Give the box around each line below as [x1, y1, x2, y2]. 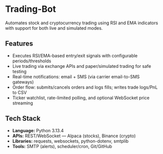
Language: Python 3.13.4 [12, 127, 64, 133]
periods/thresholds [12, 58, 52, 64]
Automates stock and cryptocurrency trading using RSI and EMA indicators [5, 20, 159, 26]
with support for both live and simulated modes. [5, 25, 103, 31]
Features [5, 40, 33, 48]
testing [12, 68, 27, 74]
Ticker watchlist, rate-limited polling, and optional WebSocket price [12, 95, 150, 101]
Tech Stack [5, 114, 41, 123]
